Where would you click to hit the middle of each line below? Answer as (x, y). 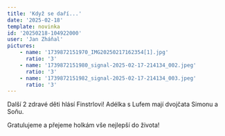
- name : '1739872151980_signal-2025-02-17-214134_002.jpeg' (108, 65)
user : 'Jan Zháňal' (35, 40)
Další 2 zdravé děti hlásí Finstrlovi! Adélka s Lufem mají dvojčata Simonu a (112, 104)
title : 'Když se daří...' (44, 14)
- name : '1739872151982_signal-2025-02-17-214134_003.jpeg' (108, 78)
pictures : (21, 46)
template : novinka (34, 26)
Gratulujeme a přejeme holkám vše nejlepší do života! (83, 125)
